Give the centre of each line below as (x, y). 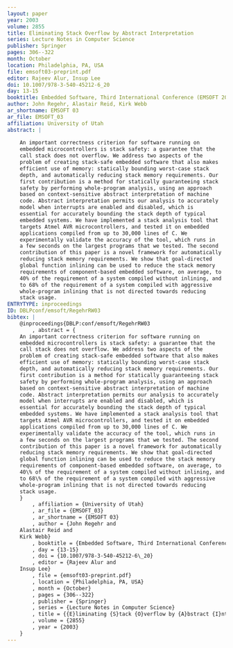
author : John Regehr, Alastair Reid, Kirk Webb (77, 104)
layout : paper (28, 14)
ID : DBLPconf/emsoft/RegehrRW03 (54, 311)
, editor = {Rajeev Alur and (74, 563)
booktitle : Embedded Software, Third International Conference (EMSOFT (113, 98)
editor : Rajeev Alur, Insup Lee (54, 78)
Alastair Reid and (46, 530)
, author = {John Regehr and (74, 524)
